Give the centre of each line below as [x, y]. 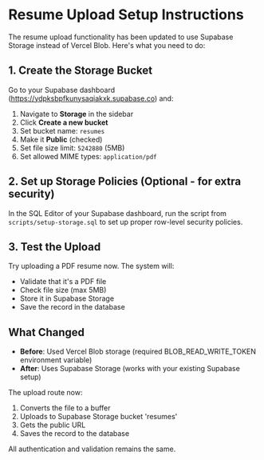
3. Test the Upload [55, 247]
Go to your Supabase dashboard [62, 90]
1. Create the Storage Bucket [81, 71]
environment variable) [56, 360]
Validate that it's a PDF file [63, 282]
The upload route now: [45, 393]
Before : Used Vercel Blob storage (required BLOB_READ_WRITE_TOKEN [138, 352]
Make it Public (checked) [61, 139]
